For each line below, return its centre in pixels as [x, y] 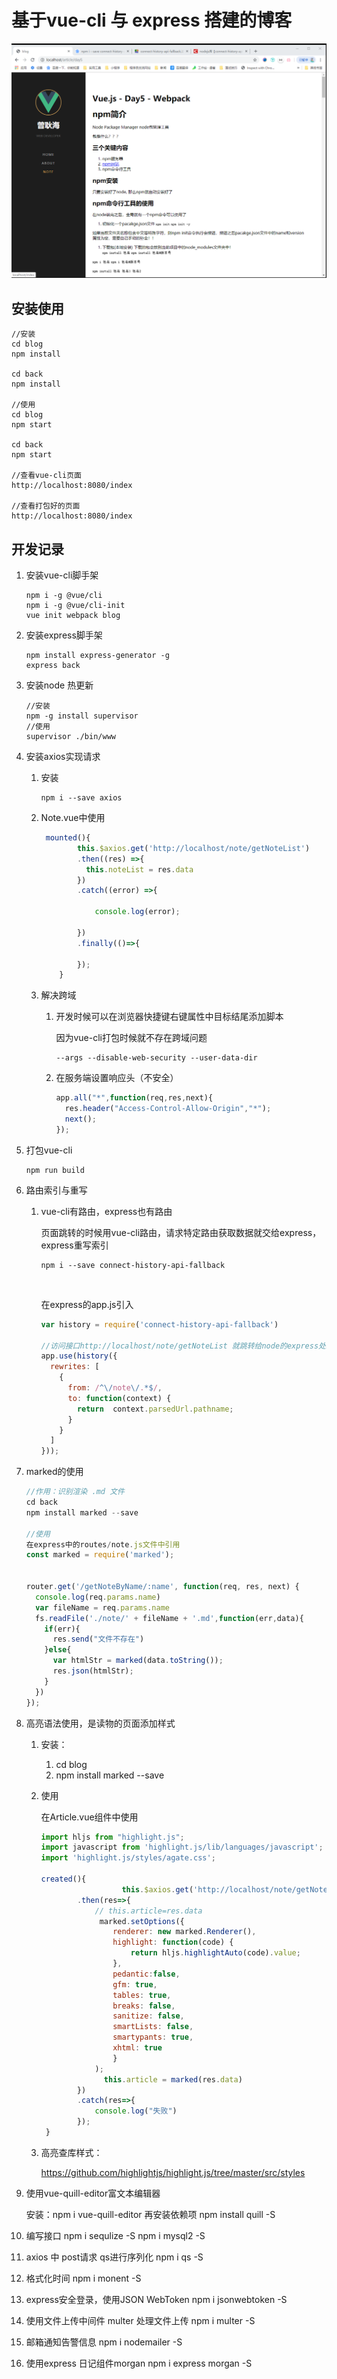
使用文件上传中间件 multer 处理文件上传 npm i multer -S [140, 2320]
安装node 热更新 [59, 685]
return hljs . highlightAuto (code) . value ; [215, 1953]
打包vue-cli [49, 1150]
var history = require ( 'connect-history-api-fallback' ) [159, 1324]
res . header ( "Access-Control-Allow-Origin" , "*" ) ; [168, 1109]
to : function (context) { [119, 1398]
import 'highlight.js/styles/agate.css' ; [128, 1858]
